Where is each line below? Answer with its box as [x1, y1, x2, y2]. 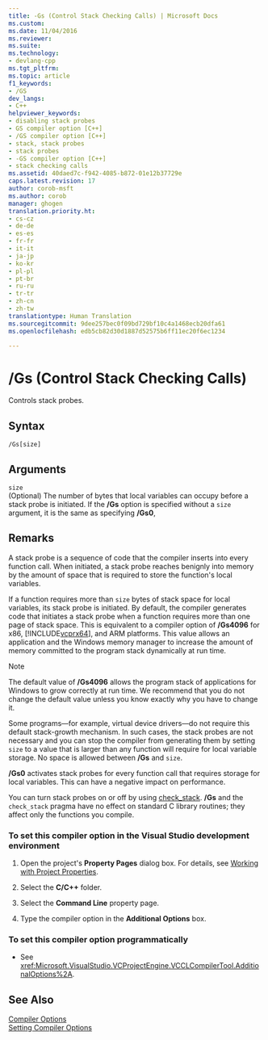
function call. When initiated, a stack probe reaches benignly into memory [8, 561, 254, 571]
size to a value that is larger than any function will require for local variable [8, 744, 257, 753]
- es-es [8, 229, 35, 238]
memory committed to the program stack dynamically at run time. [8, 645, 227, 655]
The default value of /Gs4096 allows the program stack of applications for [8, 677, 257, 686]
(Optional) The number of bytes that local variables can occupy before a [8, 490, 249, 501]
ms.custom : [8, 19, 45, 27]
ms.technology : [8, 49, 60, 57]
